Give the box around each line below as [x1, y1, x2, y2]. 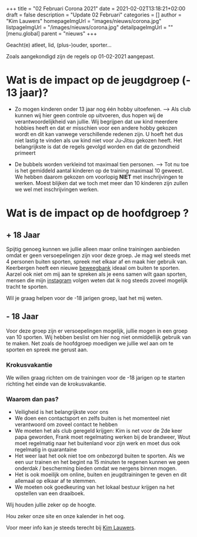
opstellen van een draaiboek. [14, 490, 85, 497]
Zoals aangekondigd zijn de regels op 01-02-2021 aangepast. [6, 53, 155, 60]
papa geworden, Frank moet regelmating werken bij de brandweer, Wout [14, 433, 191, 441]
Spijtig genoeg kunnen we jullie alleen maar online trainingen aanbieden [6, 245, 181, 252]
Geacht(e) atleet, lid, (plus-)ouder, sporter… [6, 41, 112, 48]
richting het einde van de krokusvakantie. [6, 380, 106, 388]
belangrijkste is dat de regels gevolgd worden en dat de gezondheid [14, 143, 180, 150]
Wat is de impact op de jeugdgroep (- [6, 74, 191, 87]
